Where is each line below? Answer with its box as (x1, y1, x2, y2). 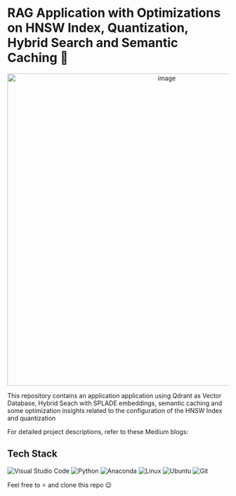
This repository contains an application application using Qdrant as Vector (7, 391, 222, 400)
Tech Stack (7, 448, 58, 460)
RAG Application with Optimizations (7, 5, 221, 21)
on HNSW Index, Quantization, (7, 20, 188, 36)
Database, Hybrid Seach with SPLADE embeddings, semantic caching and (7, 399, 223, 407)
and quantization (7, 414, 56, 422)
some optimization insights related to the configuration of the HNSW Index (7, 406, 223, 414)
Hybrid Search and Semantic (7, 35, 178, 51)
